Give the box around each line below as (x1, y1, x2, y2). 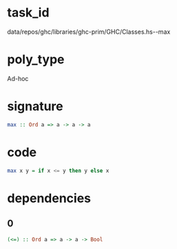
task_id (7, 5, 50, 21)
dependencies (7, 191, 92, 206)
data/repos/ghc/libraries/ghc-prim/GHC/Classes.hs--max (7, 28, 171, 36)
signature (7, 98, 63, 114)
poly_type (7, 52, 65, 67)
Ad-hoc (7, 74, 29, 83)
